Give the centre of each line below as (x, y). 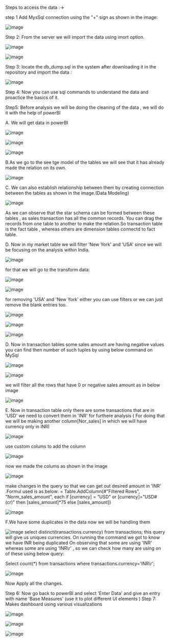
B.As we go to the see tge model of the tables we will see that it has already (85, 162)
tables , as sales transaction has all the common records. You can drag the (84, 218)
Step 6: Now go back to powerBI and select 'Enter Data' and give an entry (83, 593)
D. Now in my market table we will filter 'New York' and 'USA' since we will (83, 244)
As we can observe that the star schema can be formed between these (80, 213)
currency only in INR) (28, 427)
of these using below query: (35, 554)
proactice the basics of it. (32, 97)
